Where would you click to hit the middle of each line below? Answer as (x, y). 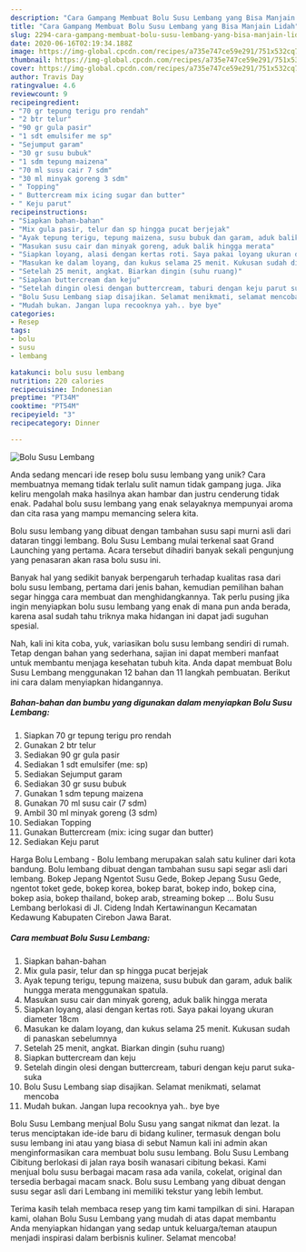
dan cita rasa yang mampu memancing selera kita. (104, 513)
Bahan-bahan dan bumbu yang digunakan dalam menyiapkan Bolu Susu (151, 703)
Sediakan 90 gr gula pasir (72, 755)
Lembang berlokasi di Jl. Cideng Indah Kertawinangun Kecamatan (134, 907)
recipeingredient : (45, 102)
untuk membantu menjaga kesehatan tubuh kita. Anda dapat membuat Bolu (152, 662)
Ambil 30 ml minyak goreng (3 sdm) (90, 812)
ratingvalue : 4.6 (43, 85)
